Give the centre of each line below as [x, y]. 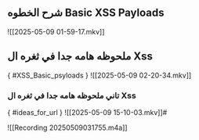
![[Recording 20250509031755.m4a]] [67, 127]
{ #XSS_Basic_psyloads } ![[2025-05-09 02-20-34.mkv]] [99, 75]
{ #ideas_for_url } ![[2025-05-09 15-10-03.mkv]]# [87, 112]
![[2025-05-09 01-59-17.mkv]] [56, 31]
